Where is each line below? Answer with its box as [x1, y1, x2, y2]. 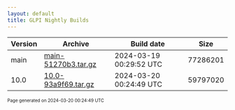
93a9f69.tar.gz [44, 79, 94, 89]
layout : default [7, 10, 55, 17]
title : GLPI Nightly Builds [7, 17, 90, 24]
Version [10, 39, 38, 49]
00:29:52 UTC [114, 59, 163, 69]
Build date [130, 39, 166, 49]
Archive [62, 39, 90, 49]
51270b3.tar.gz [44, 59, 97, 69]
